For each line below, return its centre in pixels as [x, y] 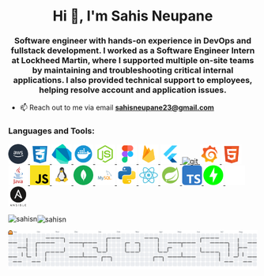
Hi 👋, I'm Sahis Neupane [133, 16]
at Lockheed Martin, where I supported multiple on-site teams [133, 61]
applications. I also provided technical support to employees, [133, 80]
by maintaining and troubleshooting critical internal [133, 70]
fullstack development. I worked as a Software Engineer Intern [133, 50]
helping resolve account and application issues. [133, 90]
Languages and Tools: [51, 131]
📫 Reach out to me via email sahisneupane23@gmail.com [117, 108]
